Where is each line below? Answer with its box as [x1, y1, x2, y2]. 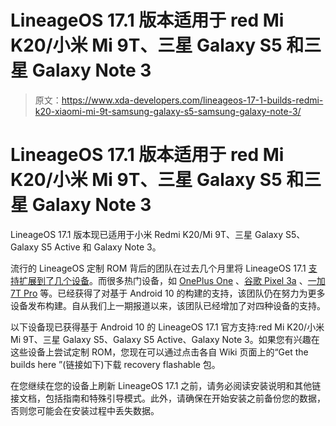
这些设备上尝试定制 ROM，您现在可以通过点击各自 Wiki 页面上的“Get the [10, 346, 309, 358]
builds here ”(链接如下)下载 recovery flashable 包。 [10, 358, 221, 370]
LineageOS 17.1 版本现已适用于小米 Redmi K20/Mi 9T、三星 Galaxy [10, 228, 284, 240]
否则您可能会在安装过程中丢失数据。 [10, 404, 160, 416]
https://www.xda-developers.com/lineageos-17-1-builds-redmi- [61, 94, 324, 106]
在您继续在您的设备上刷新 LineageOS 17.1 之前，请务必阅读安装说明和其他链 [10, 379, 322, 391]
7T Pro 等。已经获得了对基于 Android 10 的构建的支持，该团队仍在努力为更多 [10, 287, 326, 299]
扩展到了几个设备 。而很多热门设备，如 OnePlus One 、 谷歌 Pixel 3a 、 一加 [18, 274, 326, 286]
